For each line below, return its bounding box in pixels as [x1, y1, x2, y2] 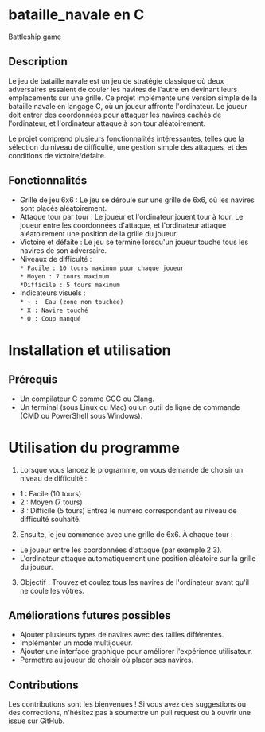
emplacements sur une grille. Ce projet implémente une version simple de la [8, 93, 258, 103]
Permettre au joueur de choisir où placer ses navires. [19, 655, 194, 665]
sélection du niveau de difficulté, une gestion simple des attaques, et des [8, 142, 248, 152]
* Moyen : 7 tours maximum [19, 272, 110, 280]
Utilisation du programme [8, 438, 181, 457]
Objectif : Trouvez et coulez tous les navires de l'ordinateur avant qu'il [19, 577, 249, 586]
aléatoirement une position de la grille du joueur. [19, 228, 178, 238]
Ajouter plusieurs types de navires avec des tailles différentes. [19, 630, 224, 640]
